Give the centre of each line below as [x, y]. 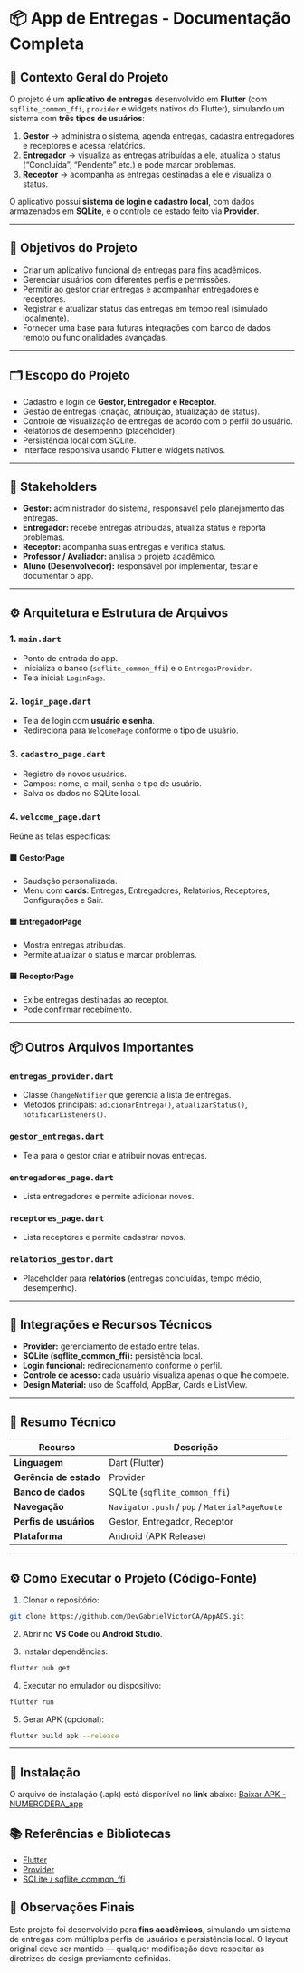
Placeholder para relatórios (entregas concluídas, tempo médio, [142, 1278]
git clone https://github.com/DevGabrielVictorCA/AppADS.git [127, 1616]
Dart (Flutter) [137, 1463]
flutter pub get [40, 1668]
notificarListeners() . [64, 1114]
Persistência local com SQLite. [79, 440]
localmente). [46, 318]
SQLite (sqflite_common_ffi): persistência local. [113, 1356]
